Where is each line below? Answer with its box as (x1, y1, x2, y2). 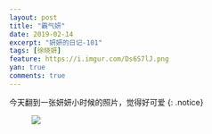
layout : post (9, 13, 58, 22)
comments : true (9, 71, 66, 80)
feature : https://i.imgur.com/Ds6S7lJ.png (9, 54, 169, 63)
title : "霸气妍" (9, 21, 66, 30)
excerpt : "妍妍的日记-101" (9, 38, 102, 47)
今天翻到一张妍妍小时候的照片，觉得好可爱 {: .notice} (9, 96, 204, 107)
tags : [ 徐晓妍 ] (9, 46, 62, 55)
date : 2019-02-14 (9, 29, 74, 38)
